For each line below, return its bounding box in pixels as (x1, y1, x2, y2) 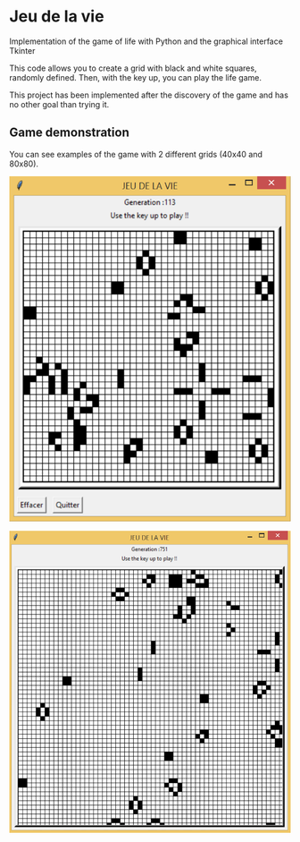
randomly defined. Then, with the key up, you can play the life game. (9, 72, 262, 82)
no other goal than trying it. (9, 98, 110, 109)
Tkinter (9, 45, 36, 55)
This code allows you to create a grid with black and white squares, (9, 63, 257, 73)
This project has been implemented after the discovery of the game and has (9, 89, 288, 100)
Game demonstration (9, 125, 129, 140)
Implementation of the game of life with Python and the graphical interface (9, 36, 284, 47)
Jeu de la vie (9, 6, 104, 27)
